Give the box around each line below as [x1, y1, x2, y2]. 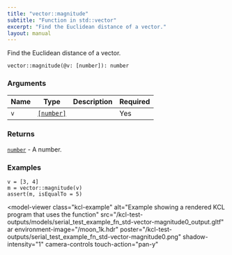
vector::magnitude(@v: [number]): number [7, 62, 130, 70]
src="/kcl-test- [100, 210, 144, 219]
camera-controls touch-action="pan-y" [45, 240, 159, 249]
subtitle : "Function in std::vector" [7, 17, 117, 24]
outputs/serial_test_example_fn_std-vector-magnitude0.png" [7, 233, 181, 241]
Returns [7, 129, 35, 139]
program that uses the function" [7, 210, 100, 219]
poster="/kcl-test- [119, 225, 172, 234]
